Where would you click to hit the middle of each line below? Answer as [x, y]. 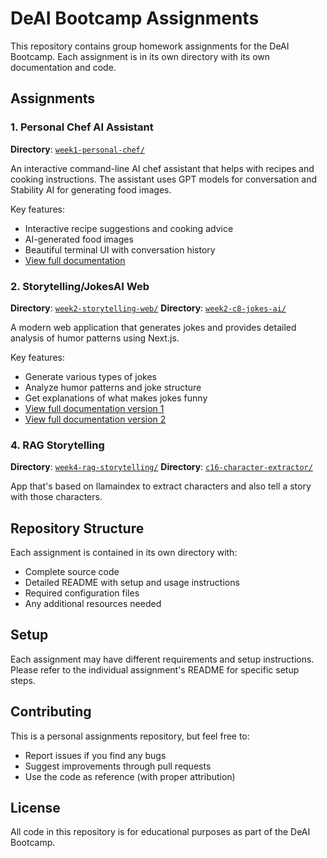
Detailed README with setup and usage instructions [132, 583]
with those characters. [56, 497]
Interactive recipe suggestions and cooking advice [129, 228]
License [35, 808]
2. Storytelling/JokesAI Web [80, 286]
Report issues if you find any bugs [95, 755]
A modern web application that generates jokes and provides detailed [153, 327]
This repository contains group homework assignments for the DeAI [150, 46]
